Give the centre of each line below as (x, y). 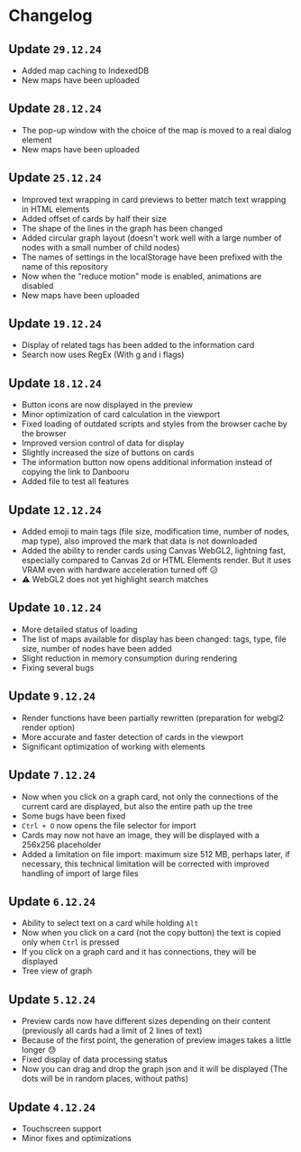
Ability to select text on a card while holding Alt (110, 923)
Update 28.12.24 (55, 109)
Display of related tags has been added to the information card (138, 345)
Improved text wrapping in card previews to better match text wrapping (154, 199)
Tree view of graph (56, 971)
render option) (48, 727)
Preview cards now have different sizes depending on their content (146, 1021)
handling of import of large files (80, 873)
